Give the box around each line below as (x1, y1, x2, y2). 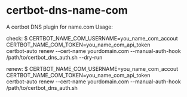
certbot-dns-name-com (6, 4, 128, 17)
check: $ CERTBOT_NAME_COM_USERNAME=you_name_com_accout (6, 35, 178, 42)
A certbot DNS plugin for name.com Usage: (6, 23, 114, 30)
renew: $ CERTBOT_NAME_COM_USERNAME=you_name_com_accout (6, 65, 179, 72)
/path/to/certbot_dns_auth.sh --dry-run (6, 54, 103, 61)
